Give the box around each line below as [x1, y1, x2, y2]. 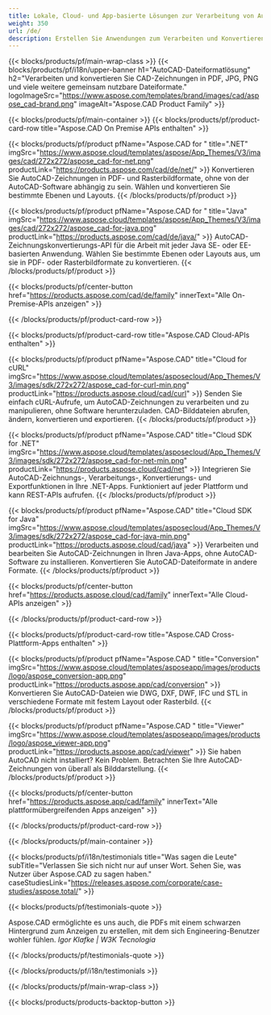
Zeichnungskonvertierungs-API [8, 240, 112, 250]
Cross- [211, 630, 236, 640]
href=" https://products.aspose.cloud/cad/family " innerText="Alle [8, 590, 224, 599]
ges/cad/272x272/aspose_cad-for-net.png [8, 157, 151, 166]
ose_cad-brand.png [8, 99, 74, 109]
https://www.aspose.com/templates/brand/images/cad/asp [62, 90, 260, 101]
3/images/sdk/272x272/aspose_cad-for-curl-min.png [8, 380, 187, 390]
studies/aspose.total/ [8, 887, 79, 896]
